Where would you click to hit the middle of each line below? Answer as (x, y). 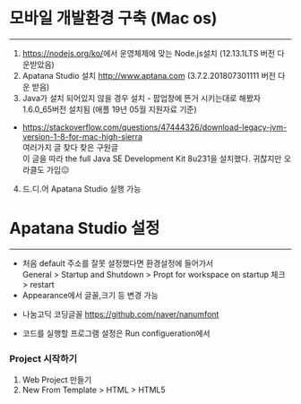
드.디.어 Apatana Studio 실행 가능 (82, 188)
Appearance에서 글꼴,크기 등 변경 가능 (90, 295)
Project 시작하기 (43, 358)
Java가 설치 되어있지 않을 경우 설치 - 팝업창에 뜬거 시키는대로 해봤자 (142, 98)
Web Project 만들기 (57, 380)
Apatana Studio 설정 (85, 228)
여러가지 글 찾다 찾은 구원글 (70, 147)
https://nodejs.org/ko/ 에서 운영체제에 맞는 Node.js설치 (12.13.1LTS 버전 (149, 53)
